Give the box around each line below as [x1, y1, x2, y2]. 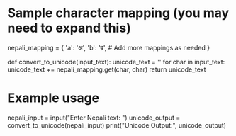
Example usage [7, 90, 100, 106]
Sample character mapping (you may [7, 5, 230, 21]
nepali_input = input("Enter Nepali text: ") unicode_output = [7, 113, 181, 122]
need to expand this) [7, 20, 131, 36]
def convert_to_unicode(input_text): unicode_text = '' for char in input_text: [7, 57, 225, 66]
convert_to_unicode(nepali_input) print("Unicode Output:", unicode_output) [7, 120, 227, 129]
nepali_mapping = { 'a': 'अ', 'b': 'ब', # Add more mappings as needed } [7, 43, 210, 52]
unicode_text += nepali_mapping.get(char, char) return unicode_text [7, 65, 207, 74]
